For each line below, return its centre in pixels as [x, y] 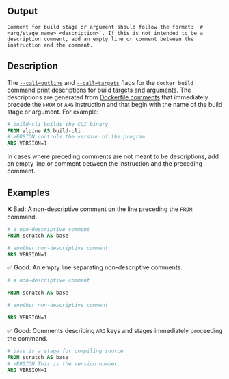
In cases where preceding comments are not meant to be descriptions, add [113, 156]
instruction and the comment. [50, 45]
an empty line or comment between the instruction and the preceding [105, 164]
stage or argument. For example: [53, 112]
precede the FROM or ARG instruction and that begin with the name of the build [115, 104]
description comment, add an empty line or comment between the [100, 39]
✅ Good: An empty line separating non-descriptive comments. [95, 267]
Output [22, 11]
